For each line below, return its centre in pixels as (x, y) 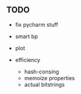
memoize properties (49, 78)
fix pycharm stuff (37, 24)
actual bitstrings (44, 84)
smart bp (26, 36)
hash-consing (42, 72)
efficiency (28, 59)
